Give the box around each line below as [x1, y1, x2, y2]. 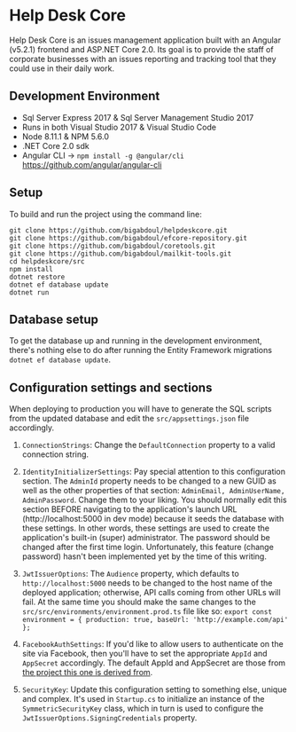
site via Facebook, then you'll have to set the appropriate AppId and [21, 649, 268, 659]
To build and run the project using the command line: [9, 209, 202, 219]
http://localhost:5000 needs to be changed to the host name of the [21, 578, 273, 588]
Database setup [9, 311, 99, 327]
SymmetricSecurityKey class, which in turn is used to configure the [21, 703, 264, 714]
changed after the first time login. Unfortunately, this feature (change [21, 542, 275, 553]
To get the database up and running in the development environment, [9, 335, 263, 346]
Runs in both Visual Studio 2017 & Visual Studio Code [21, 122, 217, 132]
